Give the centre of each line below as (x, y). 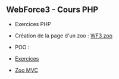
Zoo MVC (26, 70)
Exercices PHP (33, 24)
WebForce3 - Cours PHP (52, 10)
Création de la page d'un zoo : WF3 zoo (64, 36)
